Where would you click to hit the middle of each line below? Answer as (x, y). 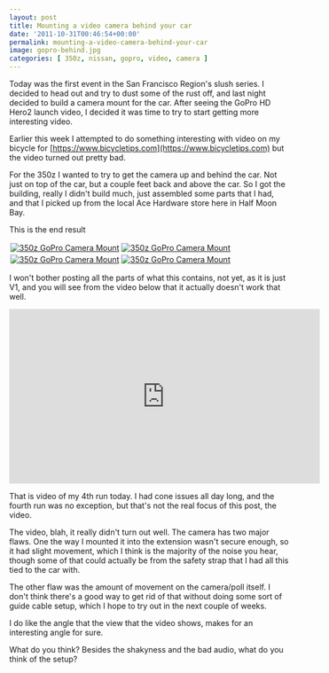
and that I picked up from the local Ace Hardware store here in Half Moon (143, 203)
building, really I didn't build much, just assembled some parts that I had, (142, 193)
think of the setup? (43, 659)
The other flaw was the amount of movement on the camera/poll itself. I (140, 587)
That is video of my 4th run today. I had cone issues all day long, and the (142, 496)
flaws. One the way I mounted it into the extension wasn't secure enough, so (149, 541)
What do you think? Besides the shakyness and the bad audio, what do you (146, 650)
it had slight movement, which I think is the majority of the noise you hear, (144, 551)
